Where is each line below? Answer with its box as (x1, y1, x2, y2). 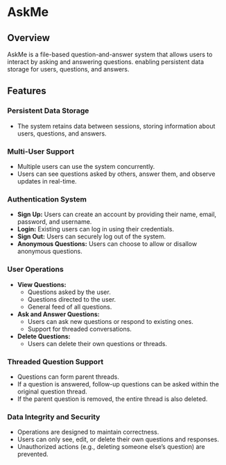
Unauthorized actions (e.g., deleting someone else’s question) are (17, 443, 206, 451)
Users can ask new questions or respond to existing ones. (27, 317, 194, 325)
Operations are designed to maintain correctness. (17, 428, 159, 437)
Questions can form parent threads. (17, 373, 119, 381)
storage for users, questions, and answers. (7, 65, 130, 73)
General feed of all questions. (27, 302, 112, 311)
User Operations (7, 265, 64, 275)
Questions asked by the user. (27, 288, 111, 296)
